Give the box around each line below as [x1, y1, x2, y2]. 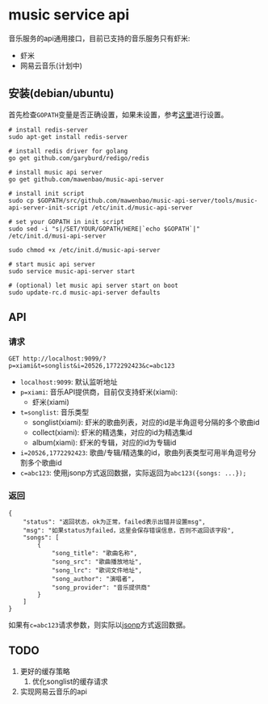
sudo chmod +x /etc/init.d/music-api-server [8, 246, 161, 254]
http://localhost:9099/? [23, 355, 107, 363]
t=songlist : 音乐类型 [19, 407, 90, 417]
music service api [8, 6, 130, 24]
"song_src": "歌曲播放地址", [51, 558, 143, 566]
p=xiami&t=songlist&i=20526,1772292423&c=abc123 [8, 362, 175, 370]
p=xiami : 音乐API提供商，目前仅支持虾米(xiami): [19, 387, 178, 397]
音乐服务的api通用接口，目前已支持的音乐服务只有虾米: [8, 33, 191, 43]
